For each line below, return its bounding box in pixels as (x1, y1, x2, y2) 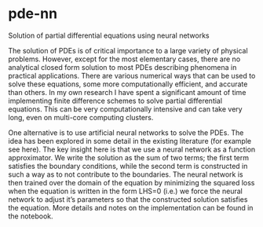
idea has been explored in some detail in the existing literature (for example (8, 136, 252, 145)
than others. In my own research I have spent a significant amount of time (8, 87, 247, 97)
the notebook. (8, 211, 53, 221)
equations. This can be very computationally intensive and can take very (8, 104, 243, 114)
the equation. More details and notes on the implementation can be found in (8, 203, 254, 212)
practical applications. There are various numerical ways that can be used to (8, 71, 256, 80)
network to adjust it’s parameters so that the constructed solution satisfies (8, 194, 248, 204)
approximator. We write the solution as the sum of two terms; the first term (8, 152, 250, 162)
